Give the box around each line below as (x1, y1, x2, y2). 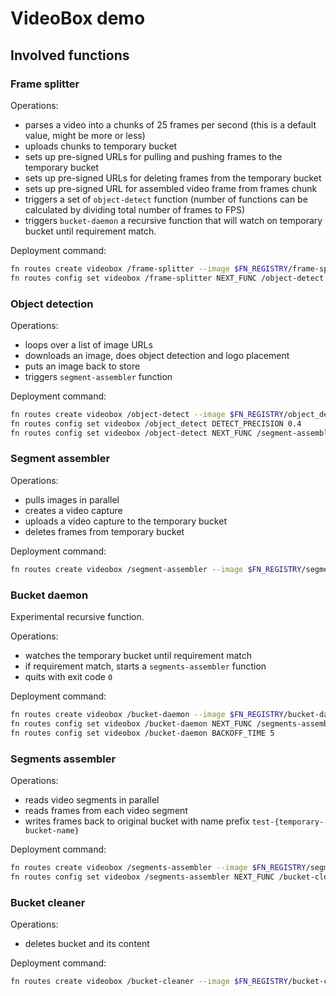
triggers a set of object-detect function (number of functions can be (24, 193, 308, 205)
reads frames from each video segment (24, 804, 188, 816)
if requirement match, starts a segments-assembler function (24, 660, 267, 672)
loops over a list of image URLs (24, 338, 153, 351)
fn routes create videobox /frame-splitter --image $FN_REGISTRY (10, 263, 288, 274)
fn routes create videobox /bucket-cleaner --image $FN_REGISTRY (10, 976, 288, 986)
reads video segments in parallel (24, 793, 160, 806)
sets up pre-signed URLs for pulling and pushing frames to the (24, 150, 283, 162)
